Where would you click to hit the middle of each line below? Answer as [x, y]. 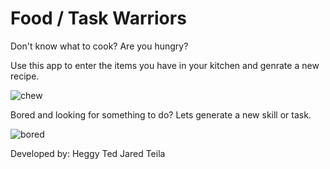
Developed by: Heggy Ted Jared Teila [88, 153]
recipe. [25, 76]
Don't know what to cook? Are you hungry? [99, 46]
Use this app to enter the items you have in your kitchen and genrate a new [165, 65]
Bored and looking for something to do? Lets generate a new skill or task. [161, 114]
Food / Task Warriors [98, 18]
